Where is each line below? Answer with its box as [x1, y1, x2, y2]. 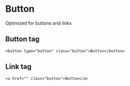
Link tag [5, 62, 32, 71]
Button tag [5, 35, 40, 44]
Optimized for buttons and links [5, 20, 72, 26]
